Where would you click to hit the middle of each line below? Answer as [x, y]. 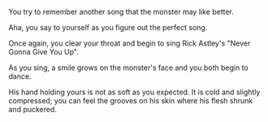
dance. [20, 76]
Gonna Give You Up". [43, 52]
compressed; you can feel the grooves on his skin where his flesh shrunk [131, 100]
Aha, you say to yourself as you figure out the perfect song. [108, 27]
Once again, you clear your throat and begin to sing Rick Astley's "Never [130, 43]
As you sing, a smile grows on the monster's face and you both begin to [129, 68]
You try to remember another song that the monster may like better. [121, 12]
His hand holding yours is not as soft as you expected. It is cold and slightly [134, 92]
